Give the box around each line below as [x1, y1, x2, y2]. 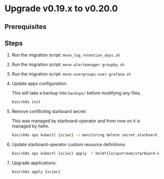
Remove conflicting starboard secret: [11, 108, 87, 114]
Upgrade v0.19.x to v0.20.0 [4, 3, 118, 14]
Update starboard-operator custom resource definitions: [11, 142, 126, 148]
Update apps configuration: [11, 80, 67, 86]
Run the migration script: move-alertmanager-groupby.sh [11, 62, 125, 68]
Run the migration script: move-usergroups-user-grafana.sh [11, 71, 131, 77]
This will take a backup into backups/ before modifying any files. [11, 90, 141, 96]
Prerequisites [4, 23, 47, 31]
